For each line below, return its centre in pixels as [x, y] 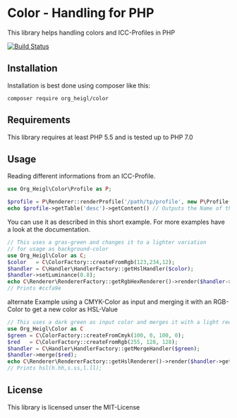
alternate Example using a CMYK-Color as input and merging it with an [110, 302]
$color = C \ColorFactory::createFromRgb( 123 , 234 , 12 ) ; [91, 262]
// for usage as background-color [58, 249]
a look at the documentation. [49, 229]
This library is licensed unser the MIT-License [74, 407]
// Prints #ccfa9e [34, 288]
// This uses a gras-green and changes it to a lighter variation [107, 242]
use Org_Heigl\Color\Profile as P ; [60, 189]
